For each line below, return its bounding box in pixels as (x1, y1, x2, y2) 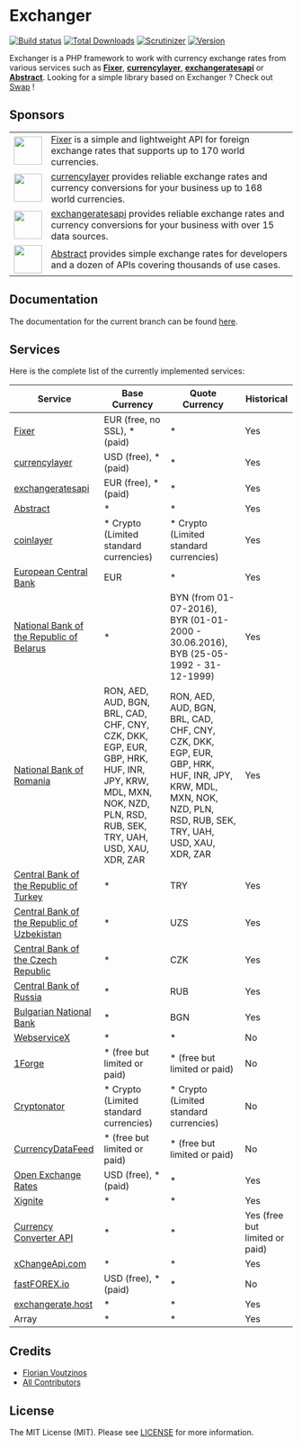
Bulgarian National (13, 1006, 92, 1018)
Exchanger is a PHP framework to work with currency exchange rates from (9, 52, 287, 63)
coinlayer (13, 534, 53, 547)
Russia (13, 991, 42, 1004)
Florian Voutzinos (22, 1368, 88, 1378)
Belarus (13, 642, 47, 655)
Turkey (13, 890, 43, 903)
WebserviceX (13, 1032, 70, 1044)
